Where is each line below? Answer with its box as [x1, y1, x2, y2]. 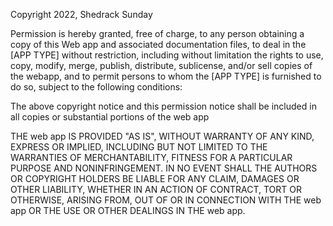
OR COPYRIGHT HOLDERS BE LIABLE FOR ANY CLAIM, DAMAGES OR [10, 173, 300, 184]
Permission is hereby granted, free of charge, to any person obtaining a [10, 28, 305, 39]
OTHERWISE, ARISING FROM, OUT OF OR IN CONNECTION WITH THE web [10, 194, 322, 206]
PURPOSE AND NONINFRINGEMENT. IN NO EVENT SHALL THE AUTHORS [10, 162, 318, 174]
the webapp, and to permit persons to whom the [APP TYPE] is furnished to [10, 70, 322, 82]
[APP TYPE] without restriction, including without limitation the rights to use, [10, 49, 324, 61]
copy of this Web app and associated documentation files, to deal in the [10, 39, 307, 50]
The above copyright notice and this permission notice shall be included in [10, 100, 317, 112]
